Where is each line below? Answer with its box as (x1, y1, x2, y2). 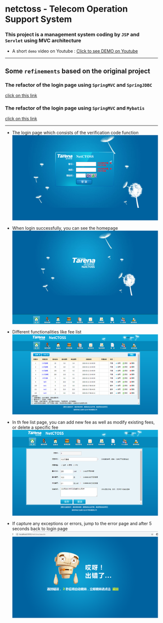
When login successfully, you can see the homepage (12, 225, 118, 231)
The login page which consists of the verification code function (12, 130, 139, 136)
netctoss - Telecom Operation (5, 3, 128, 15)
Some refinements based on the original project (5, 67, 150, 75)
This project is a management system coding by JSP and (5, 31, 140, 38)
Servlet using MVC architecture (5, 37, 81, 44)
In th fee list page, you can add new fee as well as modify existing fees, (12, 420, 155, 425)
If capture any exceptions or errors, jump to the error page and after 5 (12, 521, 152, 527)
